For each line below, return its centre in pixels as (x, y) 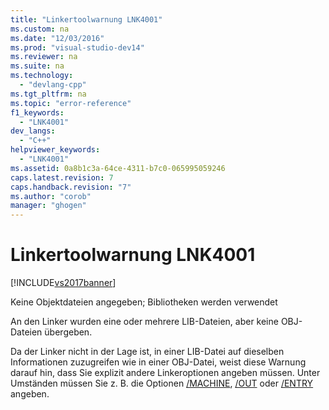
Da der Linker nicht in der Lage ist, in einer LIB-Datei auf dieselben (147, 352)
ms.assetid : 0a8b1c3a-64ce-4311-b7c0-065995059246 (118, 168)
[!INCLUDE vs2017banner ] (63, 283)
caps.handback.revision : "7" (71, 187)
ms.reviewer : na (44, 57)
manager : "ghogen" (48, 206)
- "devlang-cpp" (53, 85)
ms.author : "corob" (51, 196)
